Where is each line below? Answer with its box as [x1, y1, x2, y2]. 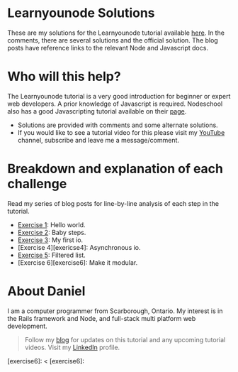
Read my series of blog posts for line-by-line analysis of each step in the [7, 199, 220, 207]
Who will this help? [7, 69, 122, 84]
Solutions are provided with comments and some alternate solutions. [17, 121, 218, 129]
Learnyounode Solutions [7, 5, 155, 21]
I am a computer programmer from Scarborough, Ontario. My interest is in [7, 307, 223, 315]
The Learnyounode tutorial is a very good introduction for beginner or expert [7, 92, 231, 100]
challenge [7, 176, 67, 192]
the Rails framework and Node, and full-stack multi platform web [7, 314, 196, 322]
